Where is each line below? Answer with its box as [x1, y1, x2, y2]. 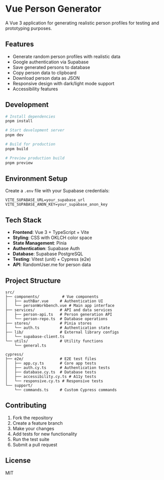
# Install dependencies [5, 114, 56, 119]
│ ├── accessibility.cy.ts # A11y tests [5, 374, 96, 379]
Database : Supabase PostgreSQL [12, 251, 83, 257]
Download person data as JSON [12, 75, 80, 81]
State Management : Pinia [12, 240, 67, 246]
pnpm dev [5, 132, 24, 138]
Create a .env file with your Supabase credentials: [5, 188, 110, 194]
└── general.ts [14, 343, 47, 348]
